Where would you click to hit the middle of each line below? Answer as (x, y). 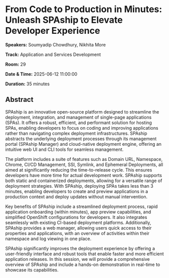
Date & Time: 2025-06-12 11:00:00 (41, 74)
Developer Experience (53, 31)
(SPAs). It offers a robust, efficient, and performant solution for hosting (79, 123)
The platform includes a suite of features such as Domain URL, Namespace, (84, 159)
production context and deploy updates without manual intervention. (76, 197)
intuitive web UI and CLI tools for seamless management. (64, 149)
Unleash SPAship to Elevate (64, 20)
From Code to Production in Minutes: (84, 9)
